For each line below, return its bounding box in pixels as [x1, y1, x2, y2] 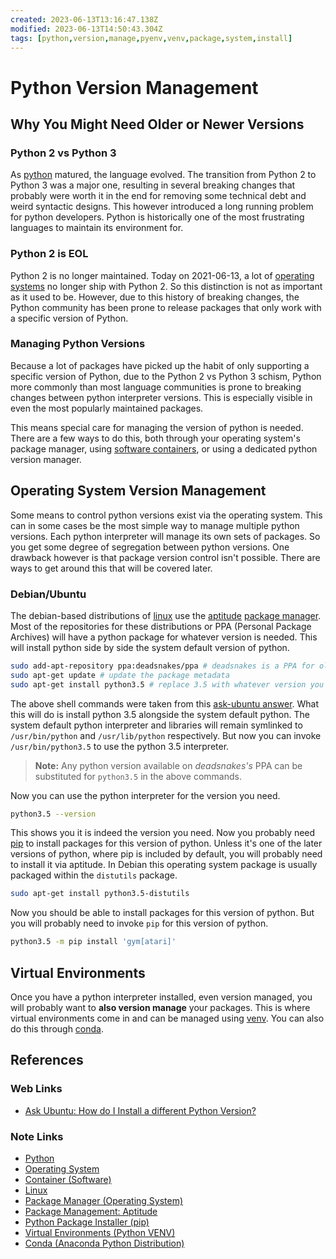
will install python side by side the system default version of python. [10, 641, 290, 653]
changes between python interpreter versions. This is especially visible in [10, 391, 313, 403]
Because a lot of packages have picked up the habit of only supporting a [10, 359, 310, 371]
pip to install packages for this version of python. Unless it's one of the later [10, 837, 323, 850]
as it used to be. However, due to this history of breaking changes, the [10, 291, 300, 303]
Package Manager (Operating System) [24, 1195, 184, 1206]
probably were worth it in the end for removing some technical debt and [10, 190, 307, 202]
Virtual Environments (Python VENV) [24, 1227, 176, 1238]
